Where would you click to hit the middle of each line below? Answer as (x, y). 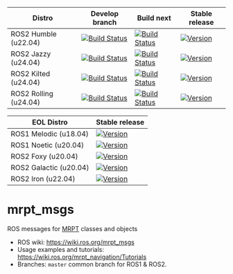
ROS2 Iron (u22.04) (43, 179)
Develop (105, 13)
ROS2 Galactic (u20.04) (50, 167)
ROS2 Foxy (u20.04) (44, 156)
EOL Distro (50, 122)
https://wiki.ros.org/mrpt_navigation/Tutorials (82, 257)
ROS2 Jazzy (31, 54)
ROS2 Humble (34, 34)
